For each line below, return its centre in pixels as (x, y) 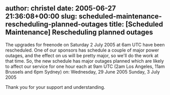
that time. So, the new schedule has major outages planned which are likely (85, 61)
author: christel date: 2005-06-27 (61, 8)
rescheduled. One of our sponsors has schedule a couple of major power (82, 50)
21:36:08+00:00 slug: (41, 17)
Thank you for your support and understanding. (55, 87)
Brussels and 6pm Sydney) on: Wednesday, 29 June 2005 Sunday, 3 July (82, 72)
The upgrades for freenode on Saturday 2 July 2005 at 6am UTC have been (85, 44)
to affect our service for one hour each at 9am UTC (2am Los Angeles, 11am (85, 66)
